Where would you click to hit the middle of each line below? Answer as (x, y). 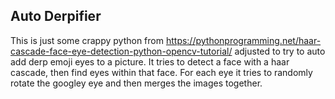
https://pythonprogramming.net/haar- (243, 40)
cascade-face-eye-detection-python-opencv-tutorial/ (121, 51)
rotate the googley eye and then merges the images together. (136, 83)
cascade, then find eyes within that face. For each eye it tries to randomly (161, 72)
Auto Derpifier (56, 16)
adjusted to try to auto (280, 51)
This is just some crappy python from (87, 40)
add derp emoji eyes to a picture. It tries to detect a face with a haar (150, 61)
